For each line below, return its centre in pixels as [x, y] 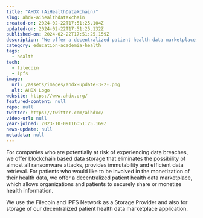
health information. [30, 190]
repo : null [20, 107]
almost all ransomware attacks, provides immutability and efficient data [95, 165]
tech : [13, 62]
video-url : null [27, 118]
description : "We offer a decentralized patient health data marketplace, [102, 40]
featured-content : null [36, 101]
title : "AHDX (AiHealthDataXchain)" [52, 12]
